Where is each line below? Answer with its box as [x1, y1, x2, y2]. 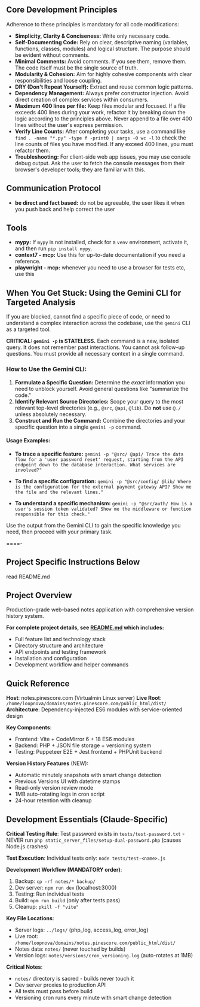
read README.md [6, 573, 50, 580]
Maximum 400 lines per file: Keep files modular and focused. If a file [14, 102, 186, 110]
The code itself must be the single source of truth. [14, 64, 139, 71]
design [6, 712, 23, 720]
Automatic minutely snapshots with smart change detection [14, 772, 161, 779]
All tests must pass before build [14, 988, 93, 994]
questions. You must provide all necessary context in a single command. [6, 350, 184, 357]
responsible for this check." [14, 511, 91, 517]
